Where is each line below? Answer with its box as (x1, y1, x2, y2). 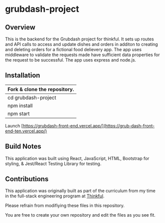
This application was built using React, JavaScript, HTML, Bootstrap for (5, 155, 150, 161)
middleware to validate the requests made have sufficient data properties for (5, 52, 160, 58)
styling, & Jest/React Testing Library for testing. (5, 160, 102, 166)
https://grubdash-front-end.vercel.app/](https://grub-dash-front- (23, 123, 155, 128)
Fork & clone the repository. (7, 86, 75, 93)
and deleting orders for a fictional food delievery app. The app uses (5, 47, 142, 52)
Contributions (5, 175, 49, 183)
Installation (5, 71, 40, 80)
